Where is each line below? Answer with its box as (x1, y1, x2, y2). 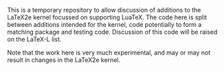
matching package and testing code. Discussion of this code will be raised (7, 28, 218, 36)
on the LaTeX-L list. (7, 35, 62, 43)
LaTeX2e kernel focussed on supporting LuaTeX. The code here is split (7, 13, 208, 21)
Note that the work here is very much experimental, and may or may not (7, 48, 211, 57)
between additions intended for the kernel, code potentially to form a (7, 21, 202, 28)
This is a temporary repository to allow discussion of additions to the (7, 6, 201, 14)
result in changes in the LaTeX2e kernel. (7, 56, 121, 64)
